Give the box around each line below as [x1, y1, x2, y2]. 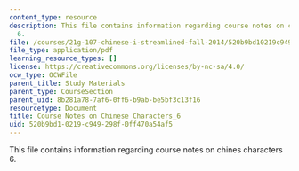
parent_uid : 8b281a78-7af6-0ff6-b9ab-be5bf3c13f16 [9, 95, 201, 105]
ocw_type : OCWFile [9, 71, 77, 80]
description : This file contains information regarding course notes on [9, 21, 285, 30]
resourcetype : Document [9, 104, 98, 113]
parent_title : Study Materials [9, 79, 125, 88]
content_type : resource [9, 12, 98, 22]
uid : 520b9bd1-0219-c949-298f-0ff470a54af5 [9, 120, 174, 129]
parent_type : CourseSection [9, 87, 114, 96]
